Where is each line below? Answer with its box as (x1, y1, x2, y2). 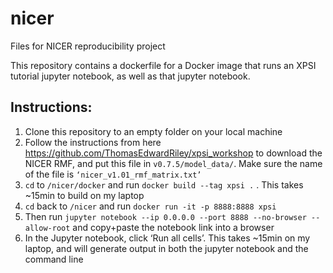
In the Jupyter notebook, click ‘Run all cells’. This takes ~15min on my (24, 232, 311, 244)
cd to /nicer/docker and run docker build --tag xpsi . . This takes (24, 178, 304, 191)
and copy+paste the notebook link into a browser (72, 221, 275, 233)
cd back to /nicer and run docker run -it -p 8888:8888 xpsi (24, 200, 277, 212)
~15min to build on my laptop (24, 189, 145, 201)
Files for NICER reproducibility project (10, 40, 166, 52)
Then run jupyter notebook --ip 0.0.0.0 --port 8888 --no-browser (24, 210, 307, 222)
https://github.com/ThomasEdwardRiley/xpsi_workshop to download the (24, 147, 323, 159)
